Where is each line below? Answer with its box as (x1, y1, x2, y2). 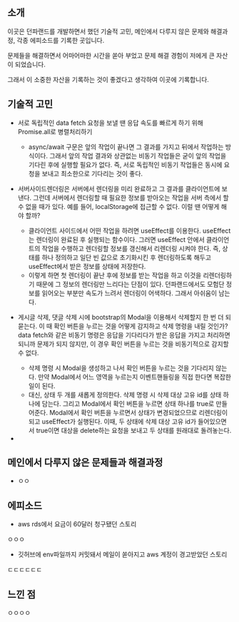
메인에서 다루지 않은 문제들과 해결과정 (7, 457, 163, 469)
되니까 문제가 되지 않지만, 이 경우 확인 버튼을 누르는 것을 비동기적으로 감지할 (17, 340, 230, 348)
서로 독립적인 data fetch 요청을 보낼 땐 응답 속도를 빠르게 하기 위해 (17, 118, 203, 127)
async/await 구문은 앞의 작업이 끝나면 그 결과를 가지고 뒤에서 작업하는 (28, 142, 224, 151)
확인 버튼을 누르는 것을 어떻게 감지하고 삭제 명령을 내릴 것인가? (54, 322, 228, 330)
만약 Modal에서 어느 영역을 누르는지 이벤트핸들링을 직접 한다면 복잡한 (38, 372, 232, 381)
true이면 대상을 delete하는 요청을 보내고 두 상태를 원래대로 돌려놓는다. (36, 426, 232, 434)
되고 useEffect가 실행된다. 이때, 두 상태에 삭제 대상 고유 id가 (28, 417, 197, 426)
